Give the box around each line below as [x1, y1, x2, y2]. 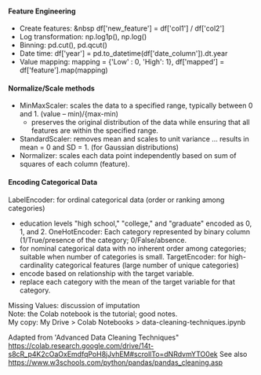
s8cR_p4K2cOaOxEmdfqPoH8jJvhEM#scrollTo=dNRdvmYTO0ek [8, 349, 218, 358]
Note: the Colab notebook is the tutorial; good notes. [8, 309, 178, 318]
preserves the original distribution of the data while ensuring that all [31, 118, 250, 127]
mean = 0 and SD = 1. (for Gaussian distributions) [19, 142, 179, 153]
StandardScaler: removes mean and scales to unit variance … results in [19, 134, 249, 144]
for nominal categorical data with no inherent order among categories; [19, 244, 247, 253]
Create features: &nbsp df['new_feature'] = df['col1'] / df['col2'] [19, 24, 225, 33]
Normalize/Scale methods [8, 83, 96, 93]
